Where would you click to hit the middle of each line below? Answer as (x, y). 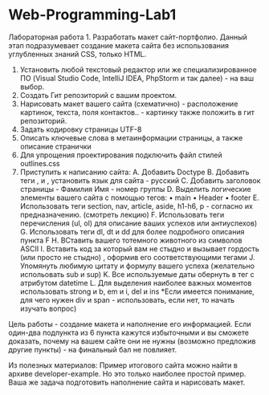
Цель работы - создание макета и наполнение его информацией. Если (130, 324)
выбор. (32, 87)
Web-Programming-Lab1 (92, 15)
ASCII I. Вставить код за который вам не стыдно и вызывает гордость (139, 248)
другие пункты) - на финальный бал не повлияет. (93, 349)
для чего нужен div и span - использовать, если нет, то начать (127, 299)
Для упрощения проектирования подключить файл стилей (121, 155)
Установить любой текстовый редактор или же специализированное (138, 69)
